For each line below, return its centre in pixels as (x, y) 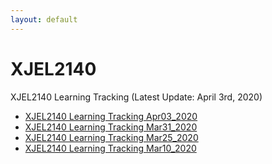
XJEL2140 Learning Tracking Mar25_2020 (111, 137)
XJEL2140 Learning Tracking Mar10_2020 (110, 148)
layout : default (44, 19)
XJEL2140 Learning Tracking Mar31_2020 (111, 127)
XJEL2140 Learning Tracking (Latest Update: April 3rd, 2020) (136, 97)
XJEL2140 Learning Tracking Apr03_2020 (111, 116)
